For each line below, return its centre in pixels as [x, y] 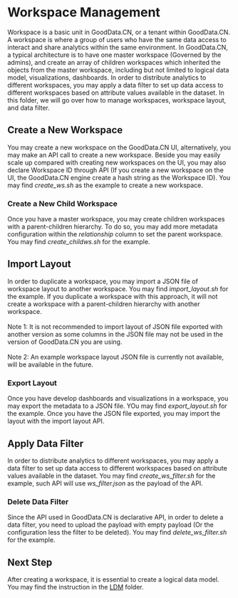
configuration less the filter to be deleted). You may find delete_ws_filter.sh [117, 533]
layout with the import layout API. [56, 421]
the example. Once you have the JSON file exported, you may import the [114, 414]
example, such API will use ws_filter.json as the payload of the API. [105, 483]
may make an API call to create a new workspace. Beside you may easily [114, 154]
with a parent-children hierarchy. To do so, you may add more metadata [113, 227]
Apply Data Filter [46, 443]
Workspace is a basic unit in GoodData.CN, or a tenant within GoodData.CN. [119, 32]
